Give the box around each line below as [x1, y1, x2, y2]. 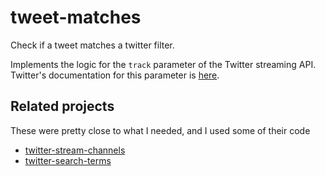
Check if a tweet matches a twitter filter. [10, 39, 175, 51]
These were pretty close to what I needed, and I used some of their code [10, 124, 311, 136]
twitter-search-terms [24, 154, 112, 166]
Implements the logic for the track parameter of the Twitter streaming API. [10, 58, 317, 70]
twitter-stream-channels [24, 144, 126, 156]
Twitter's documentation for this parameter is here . [10, 69, 220, 81]
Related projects [10, 98, 115, 115]
